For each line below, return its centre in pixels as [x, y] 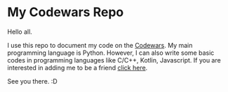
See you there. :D [32, 81]
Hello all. [20, 32]
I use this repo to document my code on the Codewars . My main [100, 45]
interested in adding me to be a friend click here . [78, 67]
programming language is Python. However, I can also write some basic [111, 53]
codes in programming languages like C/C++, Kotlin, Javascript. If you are [114, 60]
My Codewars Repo [66, 12]
